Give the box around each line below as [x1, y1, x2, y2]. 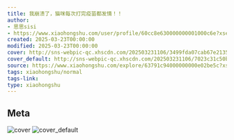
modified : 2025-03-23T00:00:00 [7, 42, 98, 49]
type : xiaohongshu [7, 81, 61, 88]
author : [7, 17, 30, 24]
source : [7, 62, 30, 69]
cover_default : [7, 56, 52, 63]
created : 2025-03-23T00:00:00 [7, 36, 95, 43]
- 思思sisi [7, 23, 37, 30]
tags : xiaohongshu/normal [7, 68, 82, 75]
